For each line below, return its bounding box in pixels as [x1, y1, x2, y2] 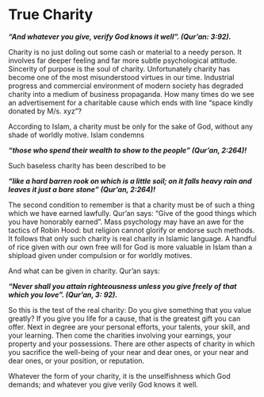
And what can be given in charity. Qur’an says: [8, 266, 160, 276]
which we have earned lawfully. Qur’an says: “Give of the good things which [8, 208, 257, 218]
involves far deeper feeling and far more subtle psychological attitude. [8, 56, 238, 65]
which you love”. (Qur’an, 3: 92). [8, 290, 118, 299]
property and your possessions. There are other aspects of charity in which [8, 339, 255, 349]
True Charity [8, 6, 94, 24]
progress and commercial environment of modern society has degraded [8, 81, 244, 91]
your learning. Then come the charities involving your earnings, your [8, 330, 232, 340]
